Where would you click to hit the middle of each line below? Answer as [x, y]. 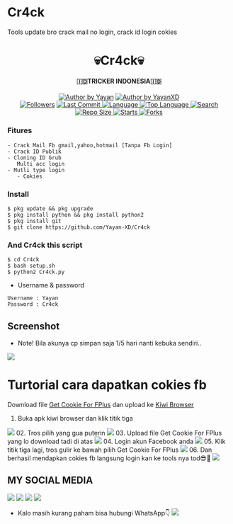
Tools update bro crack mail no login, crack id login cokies [92, 32]
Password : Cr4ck [33, 304]
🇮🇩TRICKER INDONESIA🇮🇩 [119, 81]
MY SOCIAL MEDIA [50, 480]
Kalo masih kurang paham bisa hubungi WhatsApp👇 [94, 513]
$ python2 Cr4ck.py [36, 272]
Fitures [20, 130]
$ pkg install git [34, 221]
